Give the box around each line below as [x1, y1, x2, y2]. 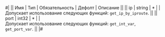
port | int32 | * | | [5, 15, 40, 21]
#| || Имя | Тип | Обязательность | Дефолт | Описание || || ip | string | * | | [5, 5, 161, 10]
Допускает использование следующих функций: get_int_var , [5, 20, 136, 26]
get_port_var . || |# [5, 26, 43, 32]
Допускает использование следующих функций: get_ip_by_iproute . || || [5, 10, 158, 16]
